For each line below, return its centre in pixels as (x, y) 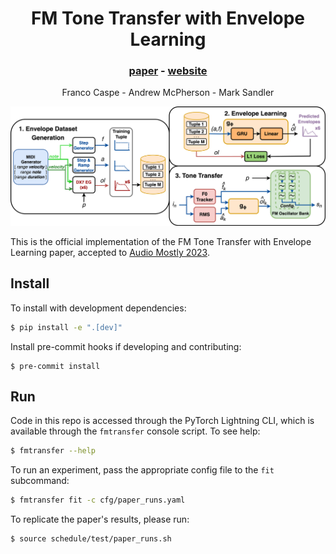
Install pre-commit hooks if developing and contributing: (126, 346)
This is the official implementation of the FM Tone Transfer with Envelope (161, 241)
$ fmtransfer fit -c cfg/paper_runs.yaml (98, 500)
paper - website (168, 71)
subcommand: (40, 481)
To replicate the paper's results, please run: (100, 519)
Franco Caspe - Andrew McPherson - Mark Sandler (168, 93)
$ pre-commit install (55, 366)
